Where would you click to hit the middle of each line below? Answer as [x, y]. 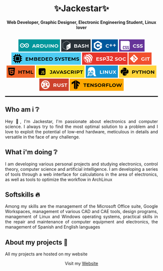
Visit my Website [81, 264]
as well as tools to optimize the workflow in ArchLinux [59, 179]
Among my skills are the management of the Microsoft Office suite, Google [81, 206]
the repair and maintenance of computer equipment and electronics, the [81, 222]
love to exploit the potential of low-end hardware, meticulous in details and [81, 131]
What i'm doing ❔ [31, 152]
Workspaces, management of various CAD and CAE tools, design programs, [81, 212]
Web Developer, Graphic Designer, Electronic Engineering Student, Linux [81, 22]
